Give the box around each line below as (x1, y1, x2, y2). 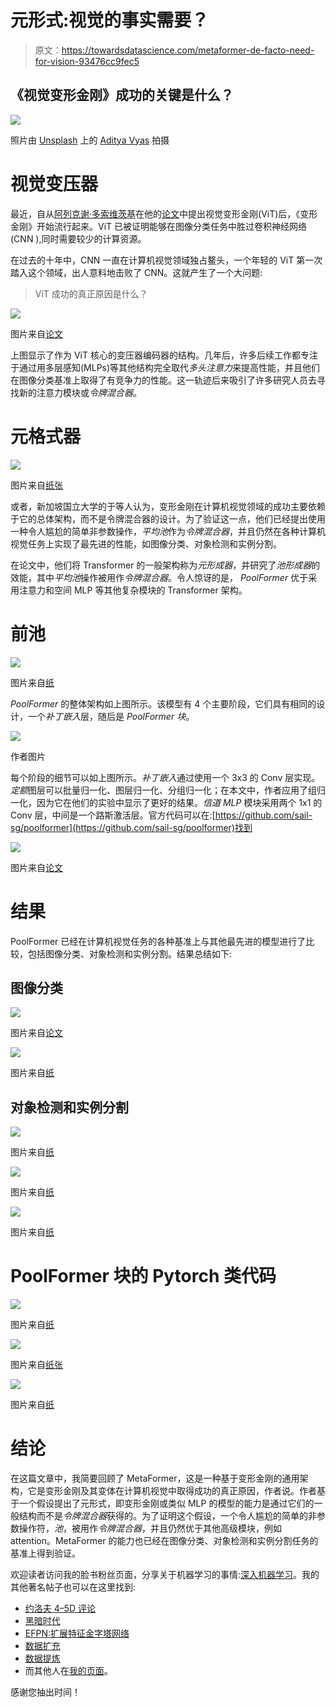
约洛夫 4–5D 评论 (24, 1602, 97, 1614)
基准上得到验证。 (10, 1547, 81, 1559)
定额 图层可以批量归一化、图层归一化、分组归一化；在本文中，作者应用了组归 (10, 784, 326, 796)
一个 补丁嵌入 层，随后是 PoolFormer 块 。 (27, 710, 195, 722)
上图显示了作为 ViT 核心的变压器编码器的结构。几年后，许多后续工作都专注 (10, 349, 318, 361)
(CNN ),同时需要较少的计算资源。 (10, 232, 147, 245)
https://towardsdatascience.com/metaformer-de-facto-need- (61, 44, 315, 56)
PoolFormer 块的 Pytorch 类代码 (10, 1265, 277, 1288)
